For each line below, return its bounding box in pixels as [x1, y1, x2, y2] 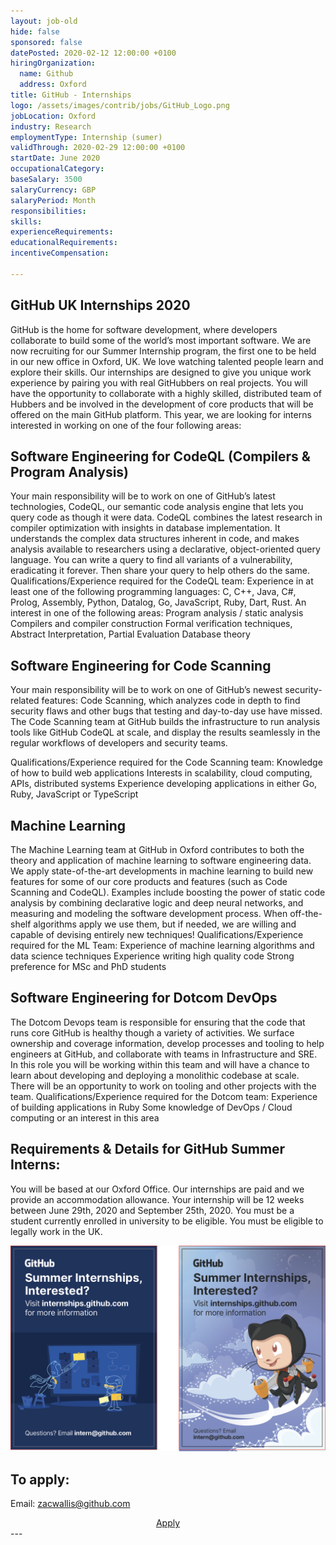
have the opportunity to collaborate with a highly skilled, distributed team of [10, 387, 322, 399]
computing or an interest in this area [10, 1111, 160, 1124]
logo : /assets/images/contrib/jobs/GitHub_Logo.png [10, 100, 230, 110]
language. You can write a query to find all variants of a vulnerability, [10, 554, 293, 566]
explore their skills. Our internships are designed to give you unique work [10, 366, 312, 378]
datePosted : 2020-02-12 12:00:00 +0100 [10, 48, 177, 58]
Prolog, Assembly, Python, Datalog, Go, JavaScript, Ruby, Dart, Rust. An [10, 596, 307, 609]
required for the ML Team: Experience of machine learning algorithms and [10, 940, 315, 951]
